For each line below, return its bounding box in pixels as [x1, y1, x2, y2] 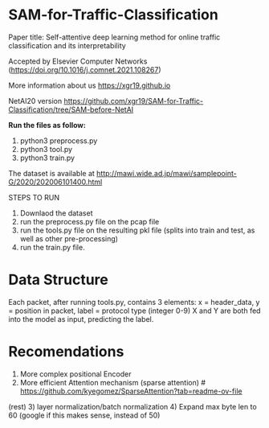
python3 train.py [19, 153, 75, 163]
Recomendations [8, 343, 124, 361]
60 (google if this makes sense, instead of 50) [8, 410, 161, 420]
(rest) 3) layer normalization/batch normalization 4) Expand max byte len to [8, 401, 257, 411]
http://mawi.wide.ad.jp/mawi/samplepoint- [96, 168, 237, 178]
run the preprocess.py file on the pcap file [19, 216, 160, 226]
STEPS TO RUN [8, 192, 60, 202]
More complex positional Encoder [19, 368, 132, 379]
